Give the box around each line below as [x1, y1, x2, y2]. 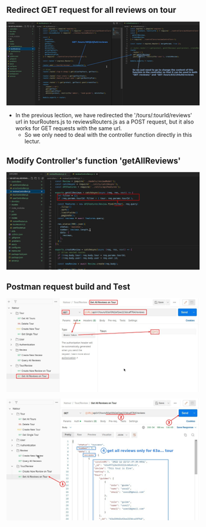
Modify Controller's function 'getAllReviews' [6, 155, 181, 166]
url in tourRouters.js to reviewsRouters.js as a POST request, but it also [15, 118, 194, 125]
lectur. [24, 138, 41, 145]
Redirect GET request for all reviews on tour [6, 5, 177, 15]
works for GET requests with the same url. [15, 125, 122, 132]
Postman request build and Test [6, 282, 131, 292]
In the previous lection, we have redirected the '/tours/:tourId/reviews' [15, 112, 193, 119]
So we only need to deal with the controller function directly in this [24, 131, 193, 139]
